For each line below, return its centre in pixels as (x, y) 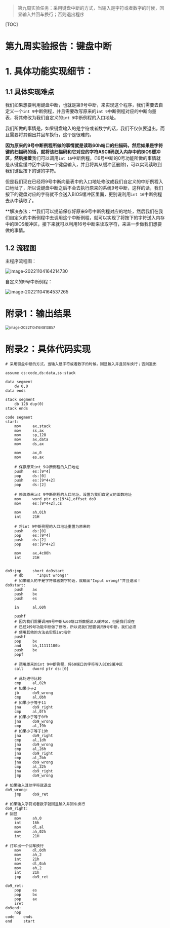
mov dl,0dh (30, 850)
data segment (19, 382)
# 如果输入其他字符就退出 (28, 785)
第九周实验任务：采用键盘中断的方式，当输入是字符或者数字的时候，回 (91, 8)
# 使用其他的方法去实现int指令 (43, 632)
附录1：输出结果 (38, 314)
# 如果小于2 (25, 688)
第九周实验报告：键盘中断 (59, 46)
